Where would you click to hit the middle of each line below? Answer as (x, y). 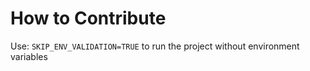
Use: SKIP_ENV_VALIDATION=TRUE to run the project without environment (155, 46)
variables (29, 56)
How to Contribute (88, 18)
